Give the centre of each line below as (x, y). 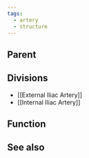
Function (27, 124)
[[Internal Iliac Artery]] (49, 102)
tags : (15, 14)
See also (26, 147)
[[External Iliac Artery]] (50, 95)
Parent (22, 54)
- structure (31, 26)
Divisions (28, 78)
